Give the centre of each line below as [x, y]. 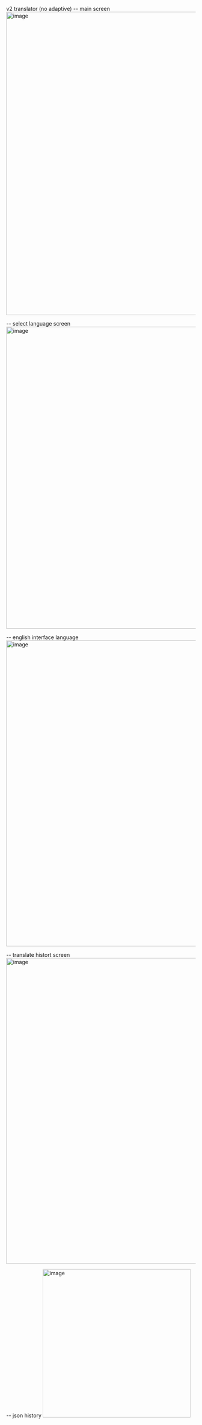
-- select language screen [38, 323]
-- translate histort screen [38, 955]
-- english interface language [42, 637]
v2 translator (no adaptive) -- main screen [58, 9]
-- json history [24, 1415]
